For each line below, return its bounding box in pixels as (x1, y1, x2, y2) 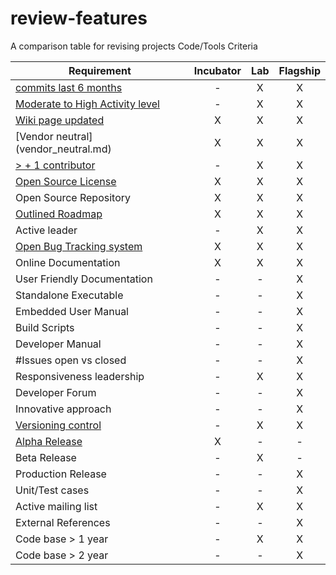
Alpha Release (15, 434, 83, 448)
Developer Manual (15, 337, 102, 351)
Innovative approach (15, 402, 112, 416)
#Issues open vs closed (15, 353, 127, 367)
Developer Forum (15, 385, 97, 399)
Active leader (15, 223, 78, 237)
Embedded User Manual (15, 304, 129, 318)
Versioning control (15, 418, 102, 432)
